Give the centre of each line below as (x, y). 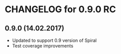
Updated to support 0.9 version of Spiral (54, 40)
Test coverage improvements (43, 46)
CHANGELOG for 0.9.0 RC (60, 9)
